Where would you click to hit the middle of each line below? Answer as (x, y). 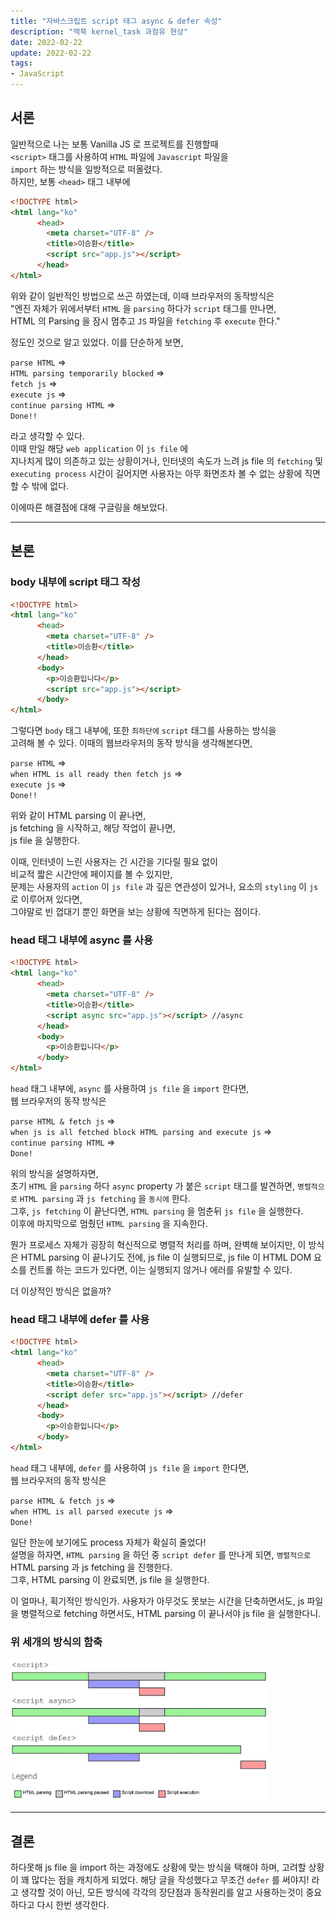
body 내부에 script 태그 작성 (75, 582)
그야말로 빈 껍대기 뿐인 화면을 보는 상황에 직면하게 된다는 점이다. (136, 912)
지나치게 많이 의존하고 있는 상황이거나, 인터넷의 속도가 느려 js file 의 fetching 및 (167, 461)
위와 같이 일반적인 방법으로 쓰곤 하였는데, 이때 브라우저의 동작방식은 (142, 296)
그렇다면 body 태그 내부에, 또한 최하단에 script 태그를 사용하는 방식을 (143, 731)
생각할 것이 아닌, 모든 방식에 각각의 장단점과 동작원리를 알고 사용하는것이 (162, 1892)
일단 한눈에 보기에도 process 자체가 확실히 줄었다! (108, 1542)
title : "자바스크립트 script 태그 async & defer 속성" (116, 21)
